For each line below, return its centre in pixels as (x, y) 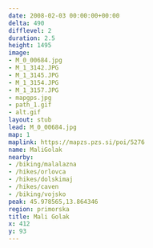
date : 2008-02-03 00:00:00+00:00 (64, 16)
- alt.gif (25, 113)
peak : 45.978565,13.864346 (53, 202)
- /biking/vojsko (37, 194)
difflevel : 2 (30, 30)
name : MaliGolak (35, 150)
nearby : (21, 157)
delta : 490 (26, 23)
